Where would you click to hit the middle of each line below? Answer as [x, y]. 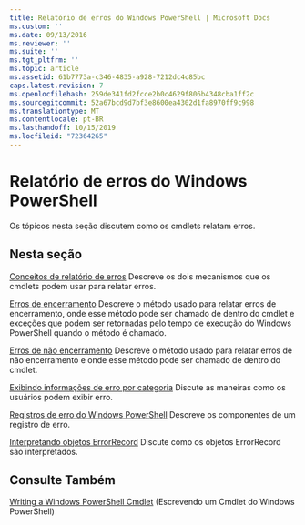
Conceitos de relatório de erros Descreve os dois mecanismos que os [140, 276]
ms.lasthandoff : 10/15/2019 [63, 128]
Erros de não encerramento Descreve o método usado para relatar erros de [151, 350]
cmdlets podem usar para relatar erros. [83, 286]
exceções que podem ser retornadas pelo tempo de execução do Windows [151, 323]
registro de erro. [40, 424]
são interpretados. [44, 451]
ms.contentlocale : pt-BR [56, 119]
